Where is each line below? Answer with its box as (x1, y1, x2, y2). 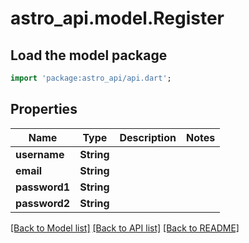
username (15, 147, 65, 161)
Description (119, 130, 177, 144)
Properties (10, 101, 78, 118)
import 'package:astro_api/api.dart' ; (10, 73, 172, 83)
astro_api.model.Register (10, 7, 225, 30)
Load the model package (10, 47, 168, 64)
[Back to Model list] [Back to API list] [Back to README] (10, 222, 240, 234)
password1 (15, 180, 71, 194)
